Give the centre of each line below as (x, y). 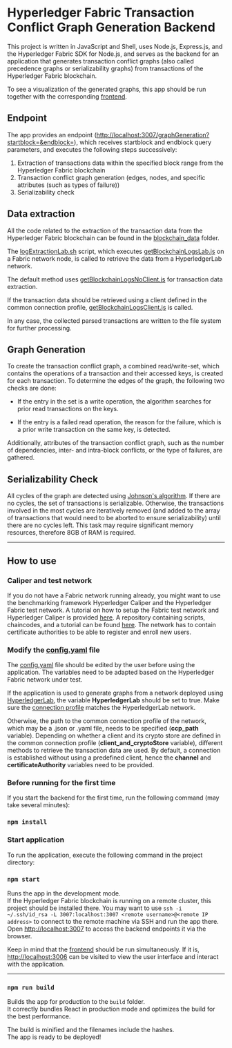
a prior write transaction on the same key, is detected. (94, 430)
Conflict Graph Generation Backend (111, 27)
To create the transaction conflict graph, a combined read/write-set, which (113, 366)
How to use (32, 561)
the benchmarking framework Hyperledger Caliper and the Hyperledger (109, 602)
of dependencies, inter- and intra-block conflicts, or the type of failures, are (115, 451)
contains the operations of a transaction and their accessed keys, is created (115, 373)
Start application (36, 840)
